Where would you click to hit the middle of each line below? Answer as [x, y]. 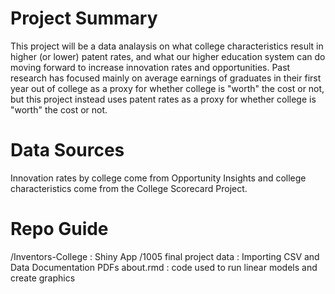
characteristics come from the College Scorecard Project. [129, 188]
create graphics [43, 278]
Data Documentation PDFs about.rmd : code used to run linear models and [164, 267]
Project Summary [84, 18]
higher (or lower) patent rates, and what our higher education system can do [168, 56]
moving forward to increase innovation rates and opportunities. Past [150, 67]
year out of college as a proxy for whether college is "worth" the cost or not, [167, 88]
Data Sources [67, 150]
